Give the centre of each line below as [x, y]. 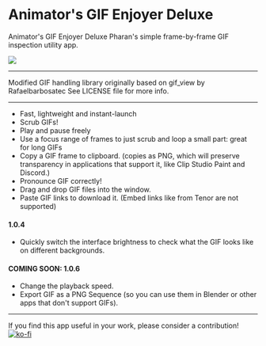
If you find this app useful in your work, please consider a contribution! [123, 325]
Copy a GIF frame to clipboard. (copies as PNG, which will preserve [129, 155]
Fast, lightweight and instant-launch [78, 113]
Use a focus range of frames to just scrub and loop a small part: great [133, 139]
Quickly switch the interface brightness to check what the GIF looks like [137, 242]
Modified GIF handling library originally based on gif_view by [107, 82]
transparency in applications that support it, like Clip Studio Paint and [132, 164]
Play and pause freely [55, 130]
